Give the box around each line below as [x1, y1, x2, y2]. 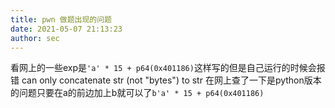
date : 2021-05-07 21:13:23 [10, 24, 123, 34]
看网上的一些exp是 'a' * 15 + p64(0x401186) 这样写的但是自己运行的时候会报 [10, 62, 326, 74]
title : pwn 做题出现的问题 [10, 14, 112, 25]
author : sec [10, 33, 60, 43]
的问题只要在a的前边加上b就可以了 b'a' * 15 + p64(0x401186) [10, 87, 265, 99]
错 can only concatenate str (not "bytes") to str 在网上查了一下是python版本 [10, 74, 322, 86]
